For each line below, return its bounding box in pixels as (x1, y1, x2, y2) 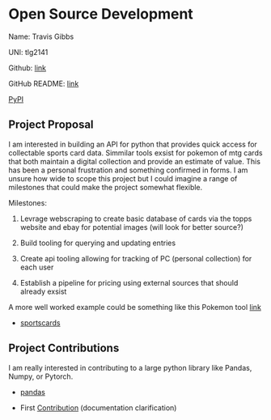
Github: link (8, 62, 47, 73)
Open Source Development (8, 5, 194, 23)
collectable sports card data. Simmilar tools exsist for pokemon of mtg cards (8, 147, 263, 158)
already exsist (19, 286, 67, 296)
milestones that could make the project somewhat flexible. (8, 182, 203, 192)
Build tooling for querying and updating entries (19, 238, 176, 248)
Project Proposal (8, 118, 95, 132)
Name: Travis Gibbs (8, 32, 74, 41)
